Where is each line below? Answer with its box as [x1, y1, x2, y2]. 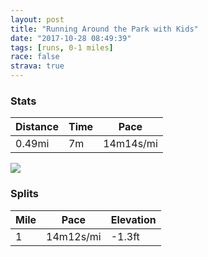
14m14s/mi [103, 137, 158, 151]
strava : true [10, 61, 65, 71]
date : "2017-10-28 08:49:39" [10, 33, 132, 43]
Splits [10, 187, 39, 201]
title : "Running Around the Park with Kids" [10, 24, 199, 34]
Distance [15, 120, 59, 134]
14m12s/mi [46, 229, 102, 243]
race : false [10, 52, 60, 62]
